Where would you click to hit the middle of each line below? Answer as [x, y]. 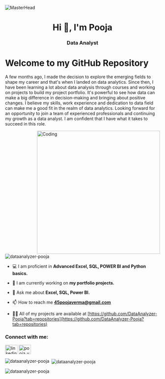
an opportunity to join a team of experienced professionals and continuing [80, 114]
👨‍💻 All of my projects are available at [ [51, 314]
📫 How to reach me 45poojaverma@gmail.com [62, 302]
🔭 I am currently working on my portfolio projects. [63, 283]
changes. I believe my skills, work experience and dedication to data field [79, 103]
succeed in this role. [26, 124]
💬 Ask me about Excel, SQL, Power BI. [51, 292]
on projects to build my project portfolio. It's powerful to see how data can [80, 93]
